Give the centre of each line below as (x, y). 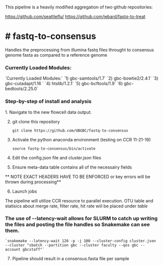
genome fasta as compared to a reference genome (56, 55)
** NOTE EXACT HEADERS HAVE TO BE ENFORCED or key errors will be (78, 177)
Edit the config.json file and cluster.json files (57, 157)
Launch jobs (25, 191)
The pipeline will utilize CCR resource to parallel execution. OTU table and (79, 200)
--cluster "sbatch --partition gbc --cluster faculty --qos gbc (72, 245)
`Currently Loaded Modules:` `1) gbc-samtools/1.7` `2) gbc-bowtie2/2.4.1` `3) (82, 78)
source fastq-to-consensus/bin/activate (54, 149)
